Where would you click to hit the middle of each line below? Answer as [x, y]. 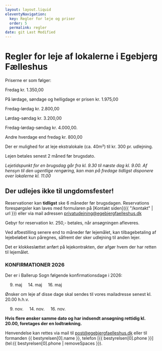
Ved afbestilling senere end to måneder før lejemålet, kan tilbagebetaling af [81, 232]
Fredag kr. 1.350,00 [24, 90]
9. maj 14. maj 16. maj [36, 285]
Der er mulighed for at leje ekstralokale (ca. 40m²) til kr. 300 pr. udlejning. [79, 146]
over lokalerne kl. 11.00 [28, 176]
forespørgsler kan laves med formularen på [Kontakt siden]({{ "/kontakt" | [79, 208]
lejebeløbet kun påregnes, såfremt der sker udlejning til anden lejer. [73, 237]
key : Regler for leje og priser [42, 19]
